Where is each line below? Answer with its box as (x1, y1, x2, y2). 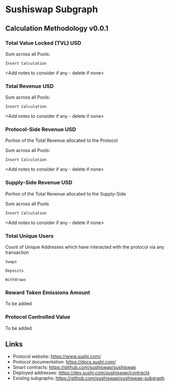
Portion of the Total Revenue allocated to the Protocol (5, 137, 118, 144)
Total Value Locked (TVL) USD (5, 39, 82, 47)
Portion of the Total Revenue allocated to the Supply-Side (5, 190, 126, 197)
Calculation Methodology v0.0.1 (5, 24, 109, 33)
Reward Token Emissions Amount (5, 289, 90, 296)
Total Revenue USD (5, 82, 54, 90)
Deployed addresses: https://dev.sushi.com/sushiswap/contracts (12, 370, 150, 376)
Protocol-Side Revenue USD (5, 126, 77, 133)
